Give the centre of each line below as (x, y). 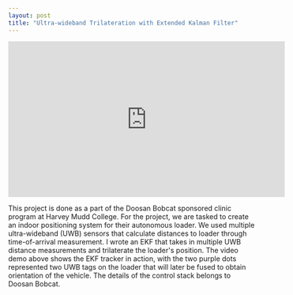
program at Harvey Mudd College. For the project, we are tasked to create (128, 216)
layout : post (30, 15)
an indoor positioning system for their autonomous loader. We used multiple (131, 225)
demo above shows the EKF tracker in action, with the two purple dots (122, 259)
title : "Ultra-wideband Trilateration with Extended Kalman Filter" (123, 23)
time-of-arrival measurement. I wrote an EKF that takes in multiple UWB (125, 241)
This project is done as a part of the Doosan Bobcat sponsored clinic (120, 208)
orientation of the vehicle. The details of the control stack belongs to (120, 275)
